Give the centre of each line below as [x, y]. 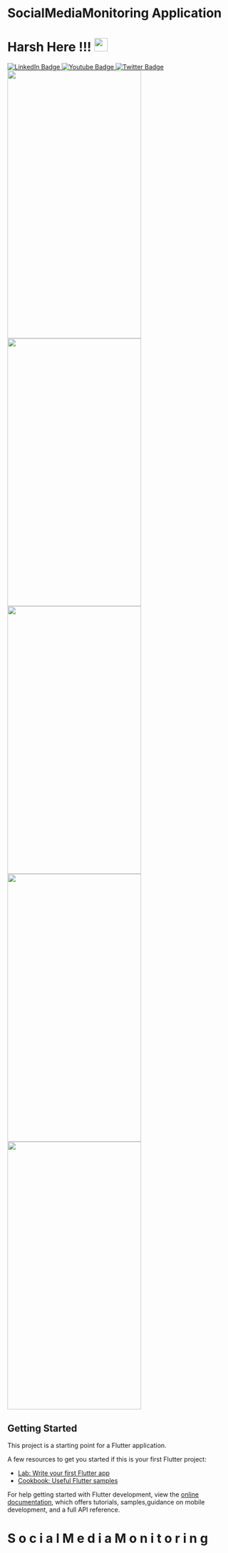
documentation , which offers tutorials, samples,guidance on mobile [106, 1502]
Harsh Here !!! [50, 47]
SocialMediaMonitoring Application [115, 13]
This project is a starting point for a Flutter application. [87, 1445]
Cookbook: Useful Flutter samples [68, 1480]
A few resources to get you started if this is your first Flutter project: [107, 1459]
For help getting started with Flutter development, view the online [103, 1494]
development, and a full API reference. [64, 1509]
